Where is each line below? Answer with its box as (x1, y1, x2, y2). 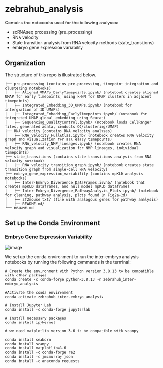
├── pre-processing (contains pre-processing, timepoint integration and (5, 81, 159, 86)
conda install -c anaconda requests (5, 359, 80, 364)
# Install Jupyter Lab (5, 303, 51, 308)
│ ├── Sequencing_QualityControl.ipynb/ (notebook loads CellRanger (5, 120, 152, 125)
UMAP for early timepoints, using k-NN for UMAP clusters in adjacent (5, 94, 152, 99)
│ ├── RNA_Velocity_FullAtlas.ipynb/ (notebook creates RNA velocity (5, 133, 154, 138)
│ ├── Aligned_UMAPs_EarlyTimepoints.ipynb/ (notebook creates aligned (5, 90, 159, 95)
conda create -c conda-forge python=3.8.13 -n (5, 277, 102, 282)
